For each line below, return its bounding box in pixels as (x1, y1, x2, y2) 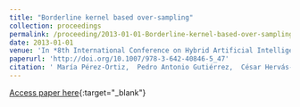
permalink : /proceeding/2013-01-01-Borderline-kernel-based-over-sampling (9, 29, 294, 38)
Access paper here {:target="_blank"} (9, 86, 146, 98)
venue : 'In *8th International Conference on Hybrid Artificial (9, 46, 254, 55)
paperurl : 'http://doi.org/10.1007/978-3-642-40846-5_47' (9, 54, 229, 63)
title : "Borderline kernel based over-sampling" (9, 12, 194, 22)
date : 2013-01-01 (9, 37, 74, 47)
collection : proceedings (9, 21, 102, 30)
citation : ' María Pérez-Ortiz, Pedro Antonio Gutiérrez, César (9, 63, 262, 72)
